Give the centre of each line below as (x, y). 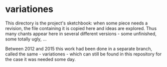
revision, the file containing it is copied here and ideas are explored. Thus (81, 28)
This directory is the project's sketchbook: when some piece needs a (76, 23)
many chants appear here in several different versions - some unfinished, (81, 33)
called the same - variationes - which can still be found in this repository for (83, 54)
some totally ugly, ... (26, 39)
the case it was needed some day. (41, 59)
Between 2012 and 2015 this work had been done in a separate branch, (79, 48)
